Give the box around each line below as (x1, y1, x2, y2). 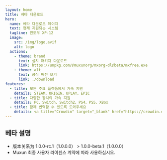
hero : (5, 16, 16, 21)
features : (5, 81, 26, 86)
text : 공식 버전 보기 (18, 72, 57, 77)
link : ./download (18, 77, 55, 82)
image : (9, 35, 23, 40)
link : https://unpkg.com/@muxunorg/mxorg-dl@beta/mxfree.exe (18, 63, 148, 68)
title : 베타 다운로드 (5, 12, 44, 17)
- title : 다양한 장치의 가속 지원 (9, 95, 71, 100)
